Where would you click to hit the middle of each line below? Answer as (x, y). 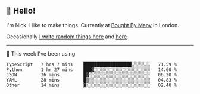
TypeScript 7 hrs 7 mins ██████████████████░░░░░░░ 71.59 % (92, 64)
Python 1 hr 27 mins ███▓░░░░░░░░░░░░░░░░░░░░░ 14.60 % (92, 69)
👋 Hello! (21, 11)
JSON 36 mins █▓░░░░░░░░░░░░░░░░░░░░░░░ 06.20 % (92, 74)
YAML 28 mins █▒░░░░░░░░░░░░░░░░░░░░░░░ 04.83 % (92, 80)
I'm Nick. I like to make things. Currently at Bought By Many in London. (93, 25)
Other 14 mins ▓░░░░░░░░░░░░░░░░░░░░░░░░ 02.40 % (92, 85)
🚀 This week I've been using (41, 53)
